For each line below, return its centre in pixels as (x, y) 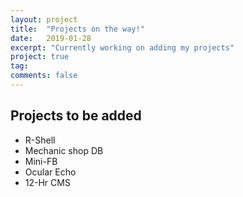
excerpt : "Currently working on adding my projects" (122, 47)
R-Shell (40, 140)
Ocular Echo (50, 172)
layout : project (44, 19)
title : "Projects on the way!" (77, 29)
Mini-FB (41, 161)
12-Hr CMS (47, 182)
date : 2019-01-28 (51, 38)
